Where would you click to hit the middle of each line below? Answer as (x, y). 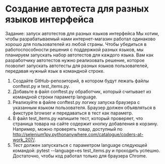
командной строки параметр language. (55, 97)
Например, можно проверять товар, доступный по (67, 129)
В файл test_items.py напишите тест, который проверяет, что (78, 118)
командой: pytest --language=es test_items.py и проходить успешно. (86, 150)
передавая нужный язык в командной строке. (55, 71)
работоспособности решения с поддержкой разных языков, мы (74, 49)
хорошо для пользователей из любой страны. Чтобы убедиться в (76, 44)
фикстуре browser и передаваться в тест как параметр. (73, 113)
